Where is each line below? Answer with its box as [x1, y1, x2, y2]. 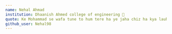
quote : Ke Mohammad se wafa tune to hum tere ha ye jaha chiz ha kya [5, 16, 157, 21]
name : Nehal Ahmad [5, 7, 45, 12]
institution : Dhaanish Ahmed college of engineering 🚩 [5, 12, 125, 17]
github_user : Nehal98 [5, 21, 52, 26]
